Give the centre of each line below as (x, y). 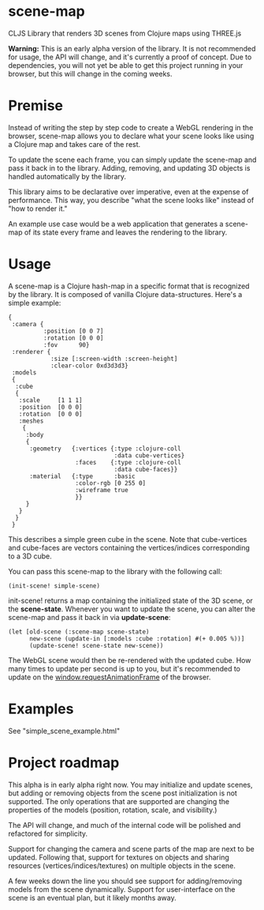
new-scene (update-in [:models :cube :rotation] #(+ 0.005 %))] (137, 638)
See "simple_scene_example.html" (64, 731)
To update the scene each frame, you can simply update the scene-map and (132, 160)
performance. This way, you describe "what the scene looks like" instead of (131, 200)
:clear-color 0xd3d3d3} (89, 366)
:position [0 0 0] (50, 407)
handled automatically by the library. (67, 176)
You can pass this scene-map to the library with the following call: (115, 571)
